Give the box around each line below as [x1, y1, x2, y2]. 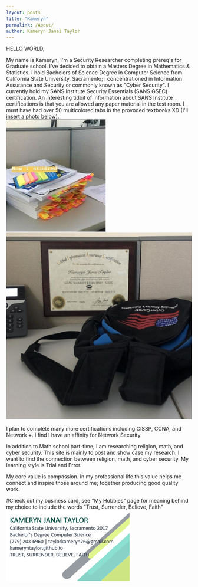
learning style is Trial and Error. [6, 462, 82, 469]
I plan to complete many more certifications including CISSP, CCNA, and [6, 425, 181, 432]
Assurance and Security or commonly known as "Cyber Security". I [6, 81, 169, 88]
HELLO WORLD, [6, 45, 45, 53]
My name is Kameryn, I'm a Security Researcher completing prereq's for [6, 57, 182, 64]
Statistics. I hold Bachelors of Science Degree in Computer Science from [6, 69, 183, 76]
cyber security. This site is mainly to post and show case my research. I [6, 449, 180, 457]
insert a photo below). [6, 113, 60, 120]
